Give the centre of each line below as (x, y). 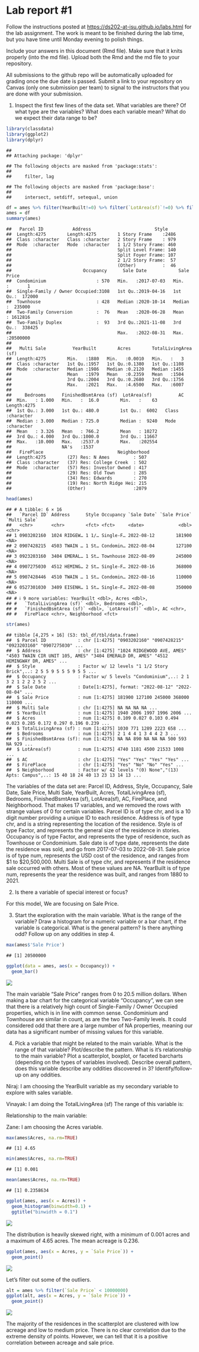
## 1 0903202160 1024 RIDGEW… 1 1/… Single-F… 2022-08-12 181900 (99, 536)
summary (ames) (24, 219)
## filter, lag (30, 176)
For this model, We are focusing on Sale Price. (62, 903)
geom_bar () (25, 971)
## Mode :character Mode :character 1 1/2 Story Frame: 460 (91, 245)
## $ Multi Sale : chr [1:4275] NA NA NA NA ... (82, 708)
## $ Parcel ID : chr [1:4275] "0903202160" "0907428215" (95, 640)
